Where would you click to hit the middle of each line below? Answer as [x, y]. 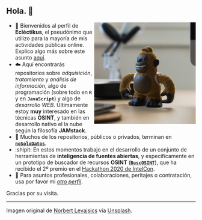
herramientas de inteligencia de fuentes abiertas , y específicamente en [105, 156]
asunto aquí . [30, 57]
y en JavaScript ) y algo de [48, 98]
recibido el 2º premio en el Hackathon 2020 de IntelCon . [85, 168]
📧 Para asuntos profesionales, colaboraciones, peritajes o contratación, [103, 175]
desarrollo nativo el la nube [48, 124]
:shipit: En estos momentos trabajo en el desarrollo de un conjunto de [101, 149]
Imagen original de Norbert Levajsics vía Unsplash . [69, 210]
